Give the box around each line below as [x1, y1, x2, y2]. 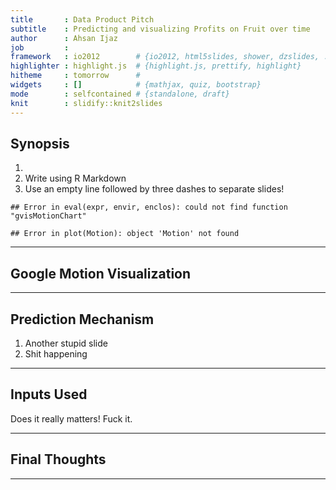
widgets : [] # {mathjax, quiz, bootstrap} [10, 80, 262, 90]
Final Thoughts [10, 451, 107, 468]
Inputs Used [10, 386, 88, 403]
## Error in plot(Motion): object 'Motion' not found [10, 229, 240, 239]
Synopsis [10, 135, 70, 152]
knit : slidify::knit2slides [10, 98, 163, 108]
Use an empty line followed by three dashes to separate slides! [24, 183, 285, 195]
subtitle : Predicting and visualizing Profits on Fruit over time [10, 24, 311, 34]
